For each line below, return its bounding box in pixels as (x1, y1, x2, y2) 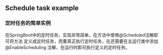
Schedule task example (5, 4, 79, 12)
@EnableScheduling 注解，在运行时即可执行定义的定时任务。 (5, 44, 130, 50)
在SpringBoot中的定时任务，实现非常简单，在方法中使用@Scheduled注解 (5, 32, 154, 38)
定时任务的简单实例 (5, 20, 51, 27)
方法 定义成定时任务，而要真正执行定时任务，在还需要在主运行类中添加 (13, 38, 159, 44)
